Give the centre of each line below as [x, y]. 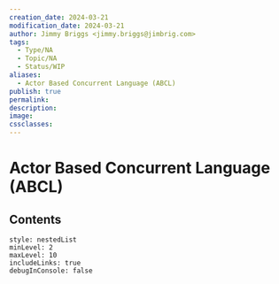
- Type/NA [35, 50]
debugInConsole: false [51, 271]
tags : [19, 42]
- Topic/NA [37, 58]
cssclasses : [31, 125]
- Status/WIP [41, 67]
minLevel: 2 [31, 248]
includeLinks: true [45, 263]
